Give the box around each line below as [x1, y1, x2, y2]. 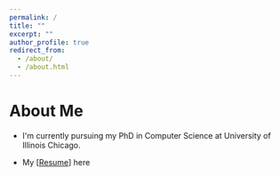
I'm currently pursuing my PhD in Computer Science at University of [21, 130, 271, 140]
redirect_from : [9, 46, 66, 55]
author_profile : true [9, 37, 90, 47]
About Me [9, 101, 84, 121]
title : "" [9, 21, 46, 30]
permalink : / [9, 12, 58, 22]
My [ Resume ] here [21, 156, 91, 167]
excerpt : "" [9, 29, 53, 38]
